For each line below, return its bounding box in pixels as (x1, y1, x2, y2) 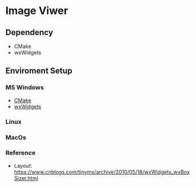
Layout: (13, 162, 33, 169)
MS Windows (5, 84, 44, 92)
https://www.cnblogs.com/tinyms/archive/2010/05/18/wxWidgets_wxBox (13, 168, 190, 175)
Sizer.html (13, 174, 39, 182)
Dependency (5, 27, 53, 37)
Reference (5, 149, 36, 157)
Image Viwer (5, 4, 68, 18)
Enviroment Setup (5, 66, 73, 76)
